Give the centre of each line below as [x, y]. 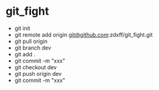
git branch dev [33, 48]
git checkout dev [36, 67]
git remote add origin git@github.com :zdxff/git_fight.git [83, 34]
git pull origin [31, 41]
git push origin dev [38, 73]
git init [22, 28]
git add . [25, 54]
